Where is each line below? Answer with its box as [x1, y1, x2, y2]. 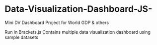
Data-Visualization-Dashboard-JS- [4, 3, 153, 15]
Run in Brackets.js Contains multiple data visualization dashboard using [4, 29, 151, 35]
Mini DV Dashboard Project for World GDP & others [4, 20, 109, 25]
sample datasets [4, 34, 38, 40]
